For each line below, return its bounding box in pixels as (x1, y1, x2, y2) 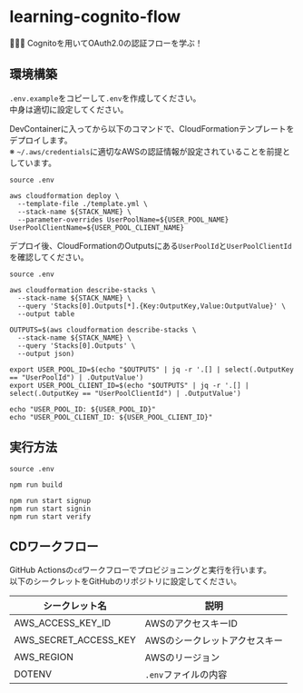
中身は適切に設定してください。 (9, 104, 129, 114)
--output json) (17, 349, 75, 358)
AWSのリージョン (144, 651, 220, 664)
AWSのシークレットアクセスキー (144, 634, 284, 647)
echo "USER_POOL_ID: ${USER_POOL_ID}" (9, 404, 156, 414)
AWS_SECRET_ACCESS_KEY (14, 634, 136, 647)
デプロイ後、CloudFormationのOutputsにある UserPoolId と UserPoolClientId (9, 240, 292, 251)
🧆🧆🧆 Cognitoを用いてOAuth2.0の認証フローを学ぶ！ (9, 37, 203, 48)
